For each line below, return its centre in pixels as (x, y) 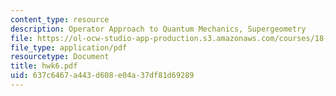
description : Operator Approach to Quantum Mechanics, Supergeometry (158, 29)
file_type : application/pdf (69, 47)
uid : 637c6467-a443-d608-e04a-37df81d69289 (102, 76)
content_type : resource (60, 19)
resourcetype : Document (60, 57)
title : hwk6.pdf (44, 66)
